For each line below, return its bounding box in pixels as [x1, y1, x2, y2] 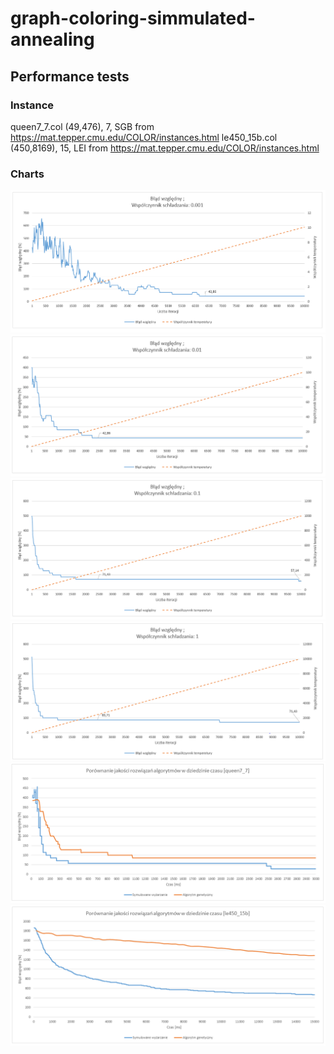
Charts [10, 167, 45, 181]
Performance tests [10, 68, 130, 85]
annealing [10, 28, 95, 51]
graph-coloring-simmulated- [10, 7, 256, 30]
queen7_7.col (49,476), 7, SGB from [10, 120, 155, 132]
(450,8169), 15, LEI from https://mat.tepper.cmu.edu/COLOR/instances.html [10, 142, 320, 154]
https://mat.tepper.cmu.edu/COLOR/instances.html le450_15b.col [10, 131, 278, 143]
